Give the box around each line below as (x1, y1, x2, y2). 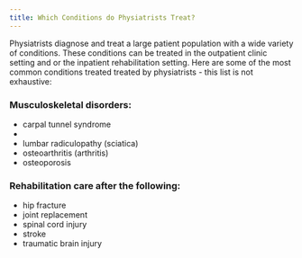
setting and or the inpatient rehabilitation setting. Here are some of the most (9, 57, 291, 67)
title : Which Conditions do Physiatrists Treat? (9, 13, 196, 22)
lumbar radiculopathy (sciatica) (22, 138, 139, 148)
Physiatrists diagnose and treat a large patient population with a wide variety (9, 38, 294, 49)
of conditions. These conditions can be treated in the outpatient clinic (9, 47, 268, 58)
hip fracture (22, 200, 67, 211)
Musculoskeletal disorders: (9, 98, 133, 111)
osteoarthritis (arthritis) (22, 147, 109, 158)
